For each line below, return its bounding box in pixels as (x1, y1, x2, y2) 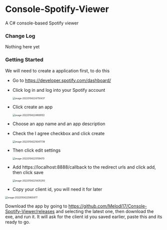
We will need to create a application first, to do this (5, 67, 110, 73)
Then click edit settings (12, 147, 61, 153)
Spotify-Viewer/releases (5, 208, 55, 214)
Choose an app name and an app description (12, 121, 105, 127)
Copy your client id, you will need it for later (12, 186, 102, 192)
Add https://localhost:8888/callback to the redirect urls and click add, (12, 164, 156, 170)
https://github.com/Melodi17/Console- (68, 203, 147, 209)
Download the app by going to (5, 203, 67, 209)
